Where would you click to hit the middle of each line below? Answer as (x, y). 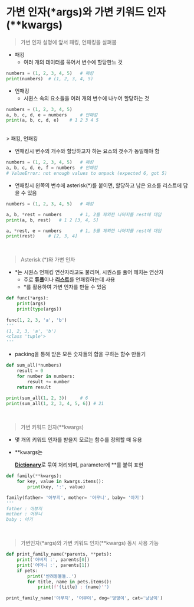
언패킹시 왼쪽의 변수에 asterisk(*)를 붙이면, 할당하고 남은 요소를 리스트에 (98, 185)
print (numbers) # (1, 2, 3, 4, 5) (50, 79)
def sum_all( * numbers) (34, 365)
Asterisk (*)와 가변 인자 (48, 260)
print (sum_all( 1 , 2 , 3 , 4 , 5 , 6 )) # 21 (55, 404)
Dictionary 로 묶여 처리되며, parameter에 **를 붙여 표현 (79, 465)
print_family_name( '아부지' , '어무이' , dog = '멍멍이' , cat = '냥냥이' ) (85, 598)
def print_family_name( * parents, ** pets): (59, 554)
